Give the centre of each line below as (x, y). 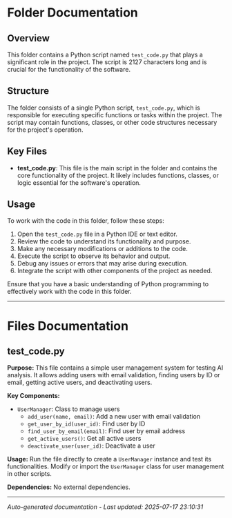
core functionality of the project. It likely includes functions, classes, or (118, 175)
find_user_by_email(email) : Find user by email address (106, 431)
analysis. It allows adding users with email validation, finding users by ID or (114, 375)
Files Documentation (68, 326)
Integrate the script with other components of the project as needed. (115, 271)
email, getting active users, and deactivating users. (80, 382)
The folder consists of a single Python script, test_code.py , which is (104, 108)
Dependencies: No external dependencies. (69, 487)
